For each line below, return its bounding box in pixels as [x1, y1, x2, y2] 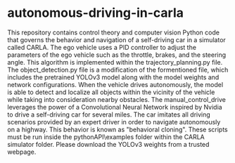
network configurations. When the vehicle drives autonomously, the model [7, 80, 224, 89]
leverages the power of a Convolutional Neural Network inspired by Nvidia [7, 103, 223, 111]
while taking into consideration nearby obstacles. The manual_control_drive [7, 95, 227, 103]
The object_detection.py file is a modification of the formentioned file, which [7, 65, 229, 74]
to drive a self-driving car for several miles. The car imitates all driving [7, 110, 211, 119]
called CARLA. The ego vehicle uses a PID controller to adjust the [7, 43, 197, 51]
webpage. [7, 148, 37, 156]
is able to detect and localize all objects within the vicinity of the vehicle [7, 88, 215, 96]
